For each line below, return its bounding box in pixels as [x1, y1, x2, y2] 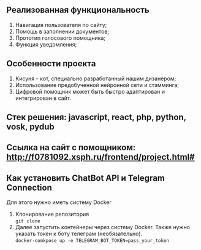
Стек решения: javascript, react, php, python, [6, 112, 187, 123]
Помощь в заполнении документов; [15, 28, 109, 35]
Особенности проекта [6, 58, 96, 69]
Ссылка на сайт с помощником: [6, 142, 136, 153]
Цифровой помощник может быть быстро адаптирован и [15, 88, 165, 95]
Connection [6, 182, 52, 192]
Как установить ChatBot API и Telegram [6, 173, 165, 183]
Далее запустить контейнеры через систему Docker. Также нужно [15, 224, 191, 231]
